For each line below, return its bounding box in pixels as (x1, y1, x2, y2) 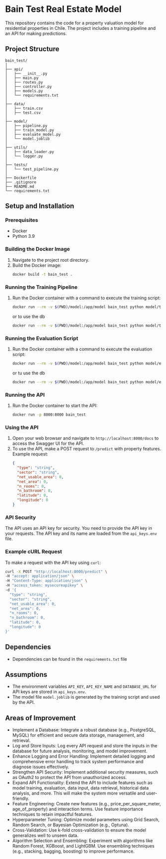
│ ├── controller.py (5, 84, 52, 89)
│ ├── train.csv (5, 106, 43, 111)
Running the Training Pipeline (5, 284, 78, 290)
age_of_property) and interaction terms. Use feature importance (12, 806, 144, 812)
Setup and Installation (5, 202, 74, 211)
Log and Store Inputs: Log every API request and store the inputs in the (12, 743, 158, 749)
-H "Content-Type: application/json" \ (5, 578, 88, 583)
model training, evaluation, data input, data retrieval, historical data (12, 785, 149, 791)
